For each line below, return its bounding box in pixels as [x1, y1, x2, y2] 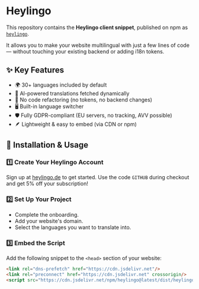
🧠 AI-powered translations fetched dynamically [14, 90, 130, 97]
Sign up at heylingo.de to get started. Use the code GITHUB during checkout [6, 174, 190, 181]
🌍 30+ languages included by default [14, 81, 107, 88]
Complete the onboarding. [14, 211, 79, 218]
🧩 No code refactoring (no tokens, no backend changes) [14, 96, 153, 103]
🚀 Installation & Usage [6, 140, 89, 150]
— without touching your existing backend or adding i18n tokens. [6, 47, 165, 55]
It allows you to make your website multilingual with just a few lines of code [6, 42, 190, 49]
